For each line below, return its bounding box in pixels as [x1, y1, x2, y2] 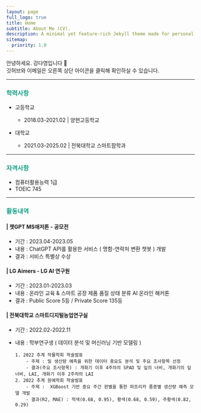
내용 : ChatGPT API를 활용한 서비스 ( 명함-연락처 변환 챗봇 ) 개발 [14, 245, 166, 252]
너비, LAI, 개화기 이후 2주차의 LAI [14, 371, 94, 377]
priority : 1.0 [11, 43, 47, 49]
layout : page [6, 8, 39, 15]
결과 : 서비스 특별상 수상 [14, 252, 71, 260]
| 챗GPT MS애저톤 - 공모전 [6, 223, 69, 230]
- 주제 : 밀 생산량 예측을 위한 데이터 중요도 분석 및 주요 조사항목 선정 [26, 358, 181, 364]
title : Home [6, 20, 36, 26]
